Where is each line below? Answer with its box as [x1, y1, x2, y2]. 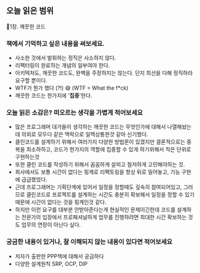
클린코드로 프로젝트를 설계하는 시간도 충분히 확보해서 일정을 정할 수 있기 [26, 191, 195, 198]
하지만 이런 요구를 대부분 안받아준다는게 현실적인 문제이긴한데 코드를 [14, 206, 176, 213]
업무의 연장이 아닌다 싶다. [21, 221, 81, 228]
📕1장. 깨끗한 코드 [6, 23, 46, 30]
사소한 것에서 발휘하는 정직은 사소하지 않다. [14, 54, 117, 61]
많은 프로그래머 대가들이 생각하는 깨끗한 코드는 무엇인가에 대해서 [14, 123, 166, 131]
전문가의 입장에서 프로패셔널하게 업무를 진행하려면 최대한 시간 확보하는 [21, 213, 187, 221]
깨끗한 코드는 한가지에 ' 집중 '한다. [14, 92, 92, 99]
